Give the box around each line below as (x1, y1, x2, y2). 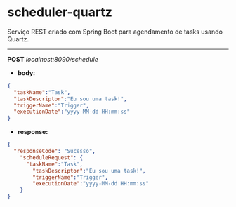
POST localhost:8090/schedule (7, 55, 98, 63)
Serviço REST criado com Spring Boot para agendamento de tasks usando (7, 27, 223, 36)
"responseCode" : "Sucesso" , (13, 148, 96, 155)
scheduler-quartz (7, 4, 112, 20)
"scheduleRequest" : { (20, 154, 83, 161)
